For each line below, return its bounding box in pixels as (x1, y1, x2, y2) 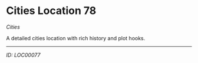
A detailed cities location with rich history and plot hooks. (6, 34, 146, 41)
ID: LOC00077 (6, 51, 41, 58)
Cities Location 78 (6, 4, 97, 17)
